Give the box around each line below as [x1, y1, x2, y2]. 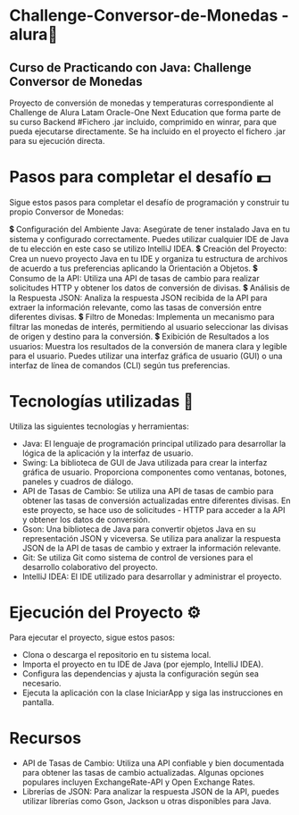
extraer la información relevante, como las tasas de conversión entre [9, 301, 262, 313]
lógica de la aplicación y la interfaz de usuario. [21, 448, 194, 458]
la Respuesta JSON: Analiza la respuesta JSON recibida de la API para [9, 292, 268, 303]
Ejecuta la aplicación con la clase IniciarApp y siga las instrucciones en [21, 687, 284, 698]
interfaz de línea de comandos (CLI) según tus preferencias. [9, 359, 230, 371]
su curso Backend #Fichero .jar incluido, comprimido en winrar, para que [9, 117, 277, 127]
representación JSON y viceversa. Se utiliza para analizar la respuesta [21, 533, 281, 543]
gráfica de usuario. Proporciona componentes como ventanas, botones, [21, 466, 287, 477]
